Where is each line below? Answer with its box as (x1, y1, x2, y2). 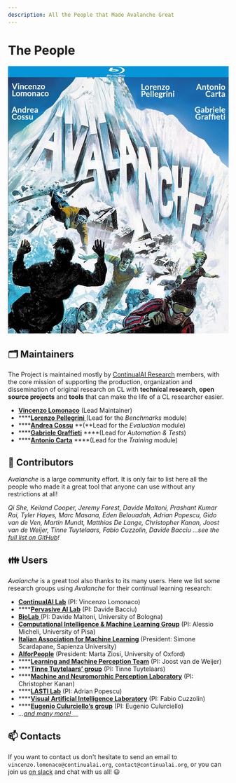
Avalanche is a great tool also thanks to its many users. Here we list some (8, 576, 221, 585)
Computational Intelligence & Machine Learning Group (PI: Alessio (18, 620, 214, 628)
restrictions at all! (8, 489, 58, 498)
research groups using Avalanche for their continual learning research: (8, 584, 212, 592)
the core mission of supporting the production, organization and (8, 378, 193, 386)
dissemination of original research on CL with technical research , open (8, 386, 215, 394)
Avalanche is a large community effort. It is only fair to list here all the (8, 475, 208, 483)
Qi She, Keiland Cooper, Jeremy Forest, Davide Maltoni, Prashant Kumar (8, 503, 218, 512)
